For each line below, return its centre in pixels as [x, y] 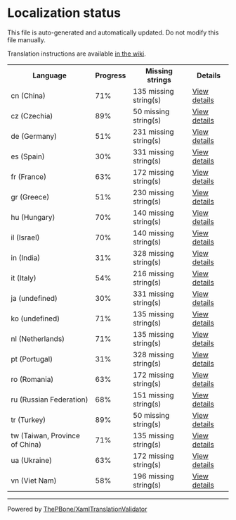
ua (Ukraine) [32, 460]
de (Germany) [34, 136]
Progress [111, 75]
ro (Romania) [32, 379]
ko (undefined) [35, 318]
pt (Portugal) [32, 359]
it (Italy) [24, 278]
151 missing [153, 395]
